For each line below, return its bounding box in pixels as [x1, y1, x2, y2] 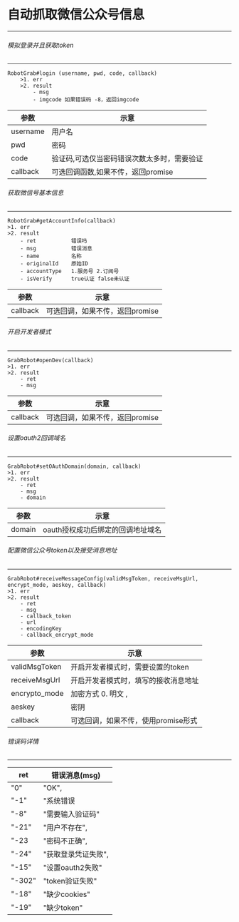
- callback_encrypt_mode [20, 631, 94, 638]
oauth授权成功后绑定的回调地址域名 [42, 525, 162, 535]
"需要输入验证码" [43, 809, 100, 819]
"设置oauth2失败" [43, 863, 102, 873]
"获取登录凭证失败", [43, 849, 109, 859]
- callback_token [20, 613, 72, 620]
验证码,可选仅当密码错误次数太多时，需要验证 [51, 154, 203, 164]
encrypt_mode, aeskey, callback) [7, 581, 107, 588]
